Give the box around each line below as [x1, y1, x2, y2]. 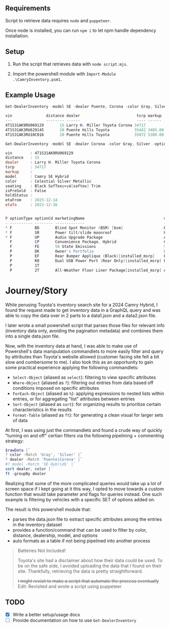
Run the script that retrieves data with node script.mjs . [12, 61, 128, 67]
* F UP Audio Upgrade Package [5, 235, 103, 240]
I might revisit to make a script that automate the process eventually [17, 578, 159, 584]
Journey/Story [5, 285, 68, 296]
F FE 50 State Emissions [10, 244, 96, 249]
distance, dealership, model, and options [12, 532, 98, 538]
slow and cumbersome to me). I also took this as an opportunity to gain [5, 359, 153, 365]
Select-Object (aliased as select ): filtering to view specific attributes [12, 374, 156, 380]
